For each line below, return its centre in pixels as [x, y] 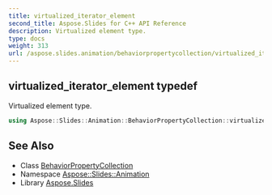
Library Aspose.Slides [57, 182]
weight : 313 [28, 46]
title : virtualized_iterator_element [72, 16]
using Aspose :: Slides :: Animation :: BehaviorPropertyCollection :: [119, 121]
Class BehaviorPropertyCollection [76, 165]
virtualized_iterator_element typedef [103, 86]
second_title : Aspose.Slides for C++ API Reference [97, 23]
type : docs [27, 38]
